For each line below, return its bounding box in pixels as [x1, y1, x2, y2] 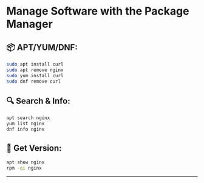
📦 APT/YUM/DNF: [6, 42, 78, 52]
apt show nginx [6, 159, 45, 165]
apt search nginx [6, 115, 50, 121]
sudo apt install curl [6, 61, 64, 67]
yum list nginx [6, 120, 45, 127]
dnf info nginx [6, 126, 45, 133]
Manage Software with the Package [6, 4, 189, 18]
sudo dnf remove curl [6, 78, 61, 85]
